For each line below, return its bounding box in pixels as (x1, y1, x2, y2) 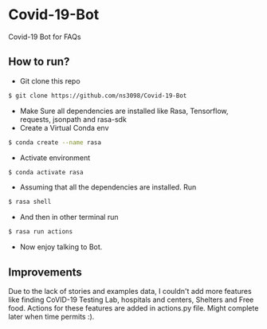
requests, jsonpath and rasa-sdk (19, 114, 128, 124)
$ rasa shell (8, 198, 52, 206)
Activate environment (19, 153, 91, 163)
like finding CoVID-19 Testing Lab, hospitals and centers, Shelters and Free (8, 295, 254, 304)
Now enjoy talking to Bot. (19, 242, 103, 252)
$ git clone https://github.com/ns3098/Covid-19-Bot (8, 92, 187, 100)
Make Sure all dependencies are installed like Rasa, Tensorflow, (19, 106, 229, 116)
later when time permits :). (8, 311, 95, 321)
